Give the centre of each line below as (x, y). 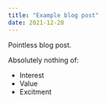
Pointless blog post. (40, 44)
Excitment (35, 91)
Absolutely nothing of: (44, 60)
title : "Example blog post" (54, 15)
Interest (32, 75)
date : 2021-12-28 (36, 23)
